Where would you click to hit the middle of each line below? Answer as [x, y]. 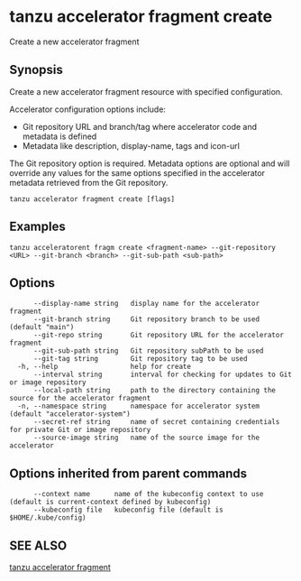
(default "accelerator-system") [70, 414]
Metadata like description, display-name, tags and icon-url [131, 145]
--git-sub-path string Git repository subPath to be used [148, 351]
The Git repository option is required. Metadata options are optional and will [150, 163]
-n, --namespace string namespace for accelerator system [138, 406]
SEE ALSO [38, 545]
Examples [37, 227]
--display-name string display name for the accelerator [146, 304]
